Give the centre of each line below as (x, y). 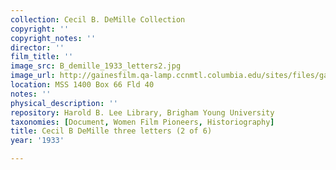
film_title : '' (42, 57)
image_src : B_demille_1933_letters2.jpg (96, 66)
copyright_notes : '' (53, 38)
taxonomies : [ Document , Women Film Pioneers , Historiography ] (142, 122)
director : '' (37, 47)
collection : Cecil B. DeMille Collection (98, 19)
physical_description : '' (64, 103)
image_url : (33, 76)
